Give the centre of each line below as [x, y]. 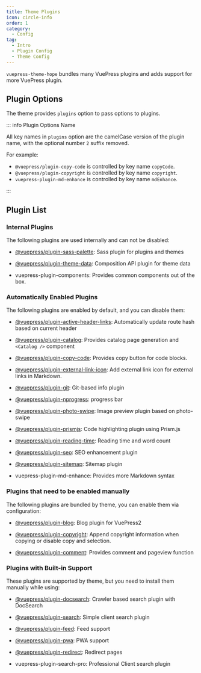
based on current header [46, 328]
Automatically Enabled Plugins [52, 297]
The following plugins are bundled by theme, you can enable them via [93, 504]
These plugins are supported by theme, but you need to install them [90, 581]
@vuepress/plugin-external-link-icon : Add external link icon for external [104, 370]
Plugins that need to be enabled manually [68, 491]
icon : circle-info [29, 17]
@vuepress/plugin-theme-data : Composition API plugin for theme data [103, 264]
